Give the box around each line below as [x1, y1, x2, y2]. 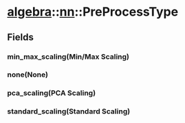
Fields [7, 31, 34, 43]
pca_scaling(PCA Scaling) [7, 88, 96, 98]
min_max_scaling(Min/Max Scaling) [7, 52, 129, 61]
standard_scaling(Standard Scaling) [7, 107, 131, 116]
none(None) [7, 70, 49, 79]
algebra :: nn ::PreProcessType [7, 4, 179, 20]
